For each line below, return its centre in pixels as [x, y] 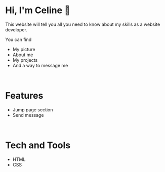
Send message [28, 115]
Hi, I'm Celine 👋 [38, 10]
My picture [24, 49]
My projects [25, 60]
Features [24, 96]
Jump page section [33, 110]
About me [23, 55]
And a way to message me [40, 65]
